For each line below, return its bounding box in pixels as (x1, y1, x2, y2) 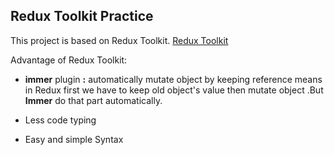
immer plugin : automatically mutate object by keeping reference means (24, 73, 323, 85)
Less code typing (24, 114, 97, 126)
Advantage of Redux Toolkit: (10, 54, 128, 66)
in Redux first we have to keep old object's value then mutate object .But (24, 84, 324, 96)
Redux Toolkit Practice (10, 8, 154, 25)
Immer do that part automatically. (24, 94, 163, 106)
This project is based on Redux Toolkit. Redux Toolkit (10, 34, 229, 46)
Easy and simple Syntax (24, 133, 124, 145)
